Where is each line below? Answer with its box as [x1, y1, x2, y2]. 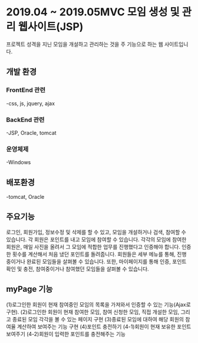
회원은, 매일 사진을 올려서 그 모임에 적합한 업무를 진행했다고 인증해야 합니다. [6, 243, 181, 250]
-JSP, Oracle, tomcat [6, 129, 57, 136]
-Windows [6, 159, 31, 166]
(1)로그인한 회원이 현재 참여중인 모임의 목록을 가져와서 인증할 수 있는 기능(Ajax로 [6, 301, 192, 308]
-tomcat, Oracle [6, 194, 45, 201]
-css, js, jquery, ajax [6, 99, 55, 106]
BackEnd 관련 [6, 115, 45, 124]
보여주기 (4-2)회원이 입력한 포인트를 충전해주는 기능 [6, 330, 126, 337]
